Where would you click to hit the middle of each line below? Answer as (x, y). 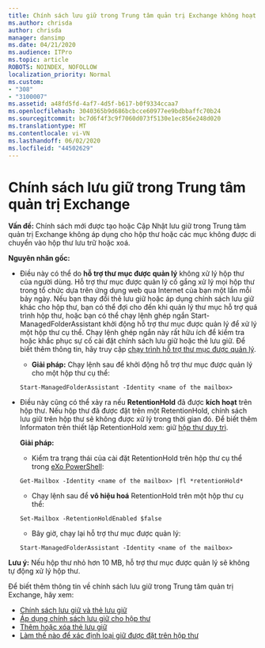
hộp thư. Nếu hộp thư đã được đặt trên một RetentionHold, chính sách (133, 411)
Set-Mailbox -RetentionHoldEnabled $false (91, 519)
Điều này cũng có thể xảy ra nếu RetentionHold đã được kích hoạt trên (136, 402)
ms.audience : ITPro (40, 52)
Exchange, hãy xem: (41, 595)
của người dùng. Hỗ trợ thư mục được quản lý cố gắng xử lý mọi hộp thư (137, 282)
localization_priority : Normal (60, 74)
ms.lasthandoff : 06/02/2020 (55, 141)
